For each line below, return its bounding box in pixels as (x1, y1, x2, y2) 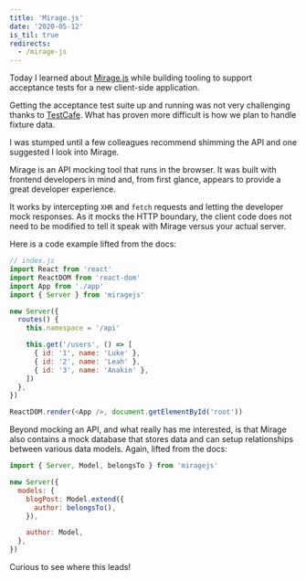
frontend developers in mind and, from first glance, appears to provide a (9, 174, 281, 185)
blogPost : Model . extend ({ (26, 494, 125, 503)
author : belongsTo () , (33, 503, 117, 512)
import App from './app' (9, 281, 104, 290)
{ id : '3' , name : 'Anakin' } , (33, 365, 149, 374)
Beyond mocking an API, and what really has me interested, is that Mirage (9, 424, 288, 435)
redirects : (9, 38, 51, 48)
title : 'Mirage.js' (9, 13, 84, 23)
